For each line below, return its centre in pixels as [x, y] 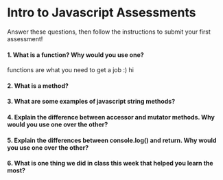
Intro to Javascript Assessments [102, 13]
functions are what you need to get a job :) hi [70, 70]
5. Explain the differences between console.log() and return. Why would [112, 140]
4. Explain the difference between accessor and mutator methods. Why [111, 117]
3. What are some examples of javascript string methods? [91, 102]
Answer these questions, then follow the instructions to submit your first [109, 32]
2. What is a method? [38, 86]
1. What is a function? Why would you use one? [75, 55]
